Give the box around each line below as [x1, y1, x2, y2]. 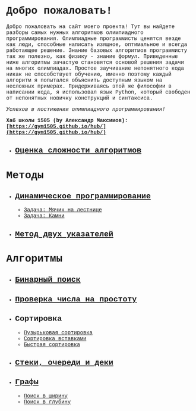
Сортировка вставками [23, 335, 87, 342]
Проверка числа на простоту [14, 294, 137, 304]
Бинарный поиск [14, 275, 81, 285]
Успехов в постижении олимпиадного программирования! [6, 106, 166, 113]
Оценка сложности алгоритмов [14, 146, 142, 155]
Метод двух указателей [14, 229, 114, 239]
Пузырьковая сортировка [23, 329, 93, 336]
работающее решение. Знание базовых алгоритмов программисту [6, 47, 188, 54]
